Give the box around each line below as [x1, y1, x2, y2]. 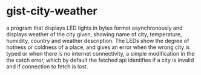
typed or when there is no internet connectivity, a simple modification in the [6, 50, 195, 57]
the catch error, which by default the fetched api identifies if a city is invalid [6, 56, 194, 64]
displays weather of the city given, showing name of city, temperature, [6, 30, 183, 37]
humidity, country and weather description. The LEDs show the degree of [6, 37, 189, 44]
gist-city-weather [6, 4, 98, 18]
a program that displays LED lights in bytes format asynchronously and [6, 24, 183, 31]
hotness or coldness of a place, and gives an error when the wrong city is [6, 44, 190, 51]
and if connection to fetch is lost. [6, 62, 88, 70]
